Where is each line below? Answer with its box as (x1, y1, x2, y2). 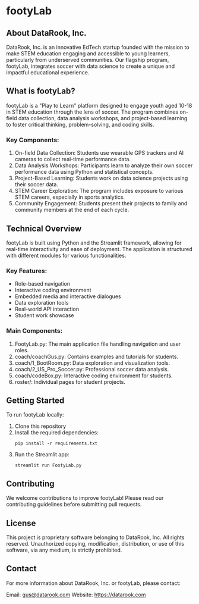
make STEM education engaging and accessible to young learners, (6, 50, 170, 57)
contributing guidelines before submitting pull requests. (6, 501, 142, 508)
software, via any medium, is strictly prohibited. (6, 546, 122, 553)
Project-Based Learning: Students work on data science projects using (14, 174, 188, 182)
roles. (14, 346, 29, 353)
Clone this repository (14, 423, 67, 430)
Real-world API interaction (14, 305, 79, 313)
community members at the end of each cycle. (14, 206, 129, 214)
